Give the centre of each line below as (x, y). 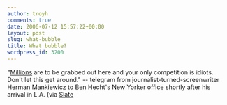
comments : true (29, 20)
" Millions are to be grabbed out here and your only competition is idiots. (110, 72)
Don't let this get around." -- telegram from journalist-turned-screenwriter (113, 79)
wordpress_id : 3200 (36, 53)
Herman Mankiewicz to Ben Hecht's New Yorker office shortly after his (109, 87)
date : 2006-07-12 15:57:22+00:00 (56, 26)
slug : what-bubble (34, 40)
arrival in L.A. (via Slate (41, 94)
